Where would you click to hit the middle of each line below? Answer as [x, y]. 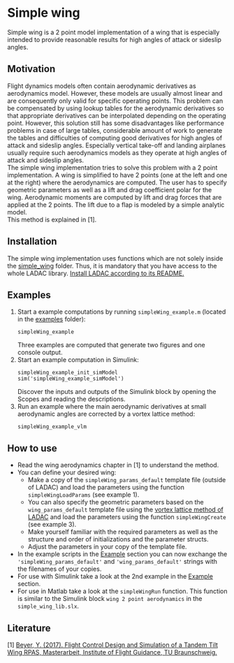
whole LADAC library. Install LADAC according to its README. [96, 273]
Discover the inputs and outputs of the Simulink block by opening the [117, 392]
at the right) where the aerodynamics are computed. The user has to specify [117, 182]
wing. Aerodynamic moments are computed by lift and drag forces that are [115, 197]
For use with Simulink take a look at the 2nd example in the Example [115, 576]
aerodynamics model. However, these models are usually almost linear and [115, 93]
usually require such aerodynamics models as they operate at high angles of [117, 152]
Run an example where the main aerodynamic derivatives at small [112, 407]
